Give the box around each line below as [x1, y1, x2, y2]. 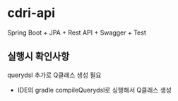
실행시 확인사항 [7, 51, 70, 63]
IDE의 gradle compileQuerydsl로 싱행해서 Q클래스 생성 [17, 85, 172, 94]
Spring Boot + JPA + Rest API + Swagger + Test [7, 28, 147, 37]
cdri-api [7, 5, 55, 21]
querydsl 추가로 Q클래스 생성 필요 [7, 71, 102, 79]
